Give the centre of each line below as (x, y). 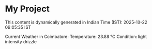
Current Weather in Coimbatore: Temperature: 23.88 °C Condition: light (76, 37)
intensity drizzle (21, 41)
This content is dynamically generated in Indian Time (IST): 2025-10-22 (76, 22)
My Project (27, 9)
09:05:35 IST (18, 27)
